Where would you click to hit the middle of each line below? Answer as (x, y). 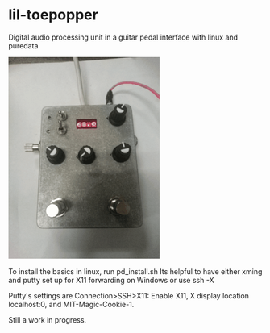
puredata (23, 45)
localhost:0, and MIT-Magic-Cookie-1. (71, 304)
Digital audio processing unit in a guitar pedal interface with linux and (123, 37)
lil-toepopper (53, 15)
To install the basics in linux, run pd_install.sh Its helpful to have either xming (135, 271)
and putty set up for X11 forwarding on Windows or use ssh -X (111, 280)
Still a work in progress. (48, 319)
